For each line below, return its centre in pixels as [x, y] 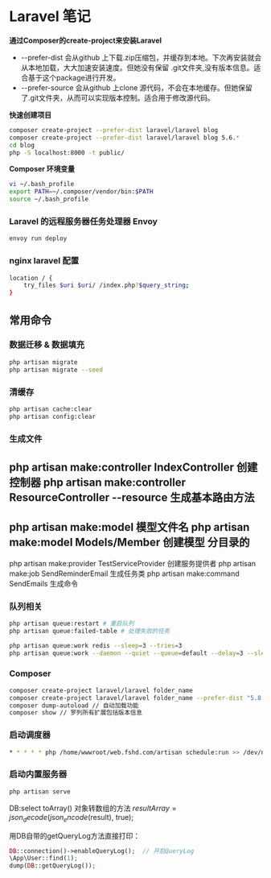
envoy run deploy [38, 238]
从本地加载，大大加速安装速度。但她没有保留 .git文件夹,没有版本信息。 [137, 67]
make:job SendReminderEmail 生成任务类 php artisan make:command [124, 574]
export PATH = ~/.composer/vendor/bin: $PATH [81, 192]
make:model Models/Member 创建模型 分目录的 [129, 543]
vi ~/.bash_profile [42, 184]
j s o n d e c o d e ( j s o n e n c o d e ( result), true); [72, 818]
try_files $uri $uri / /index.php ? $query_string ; [107, 286]
